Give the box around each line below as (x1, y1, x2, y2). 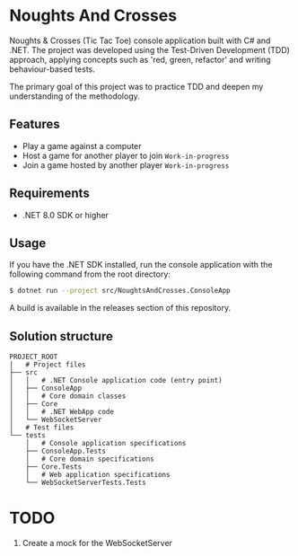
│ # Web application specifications (25, 471, 171, 480)
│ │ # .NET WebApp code (9, 408, 115, 417)
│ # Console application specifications (25, 439, 187, 448)
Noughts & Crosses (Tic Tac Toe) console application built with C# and (9, 35, 271, 46)
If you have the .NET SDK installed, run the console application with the (9, 260, 273, 270)
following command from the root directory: (9, 269, 171, 279)
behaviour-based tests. (9, 64, 96, 75)
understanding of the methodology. (9, 91, 141, 101)
